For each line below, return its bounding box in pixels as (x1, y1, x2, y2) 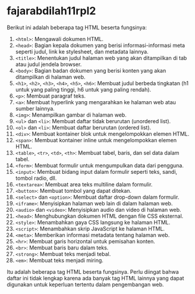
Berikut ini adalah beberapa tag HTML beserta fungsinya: (7, 24, 147, 31)
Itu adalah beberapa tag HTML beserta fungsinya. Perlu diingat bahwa (7, 268, 179, 275)
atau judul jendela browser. (15, 61, 82, 68)
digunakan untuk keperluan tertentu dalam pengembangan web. (7, 281, 164, 288)
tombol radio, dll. (15, 174, 57, 182)
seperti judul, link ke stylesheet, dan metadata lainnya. (15, 48, 149, 55)
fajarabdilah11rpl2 (7, 4, 96, 18)
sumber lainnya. (15, 105, 55, 112)
